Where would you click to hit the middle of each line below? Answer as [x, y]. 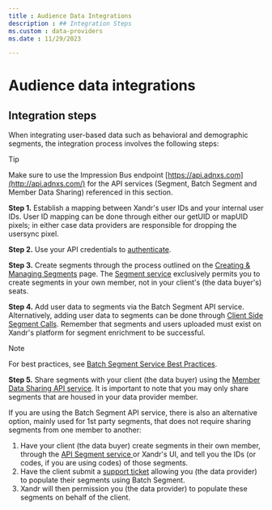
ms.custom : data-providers [56, 31]
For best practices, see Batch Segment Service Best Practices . [113, 364]
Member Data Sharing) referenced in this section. [91, 192]
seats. [19, 291]
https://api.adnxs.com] [205, 175]
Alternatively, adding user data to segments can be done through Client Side [136, 315]
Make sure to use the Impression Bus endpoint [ [88, 175]
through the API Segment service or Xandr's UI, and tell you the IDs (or [138, 454]
